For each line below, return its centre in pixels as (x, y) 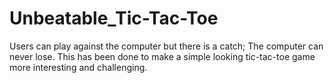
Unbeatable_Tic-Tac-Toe (114, 18)
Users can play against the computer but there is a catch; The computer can (166, 46)
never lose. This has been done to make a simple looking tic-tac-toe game (162, 56)
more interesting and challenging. (78, 67)
